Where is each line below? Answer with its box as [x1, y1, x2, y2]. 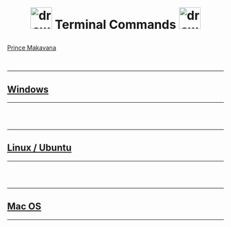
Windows [7, 83, 49, 95]
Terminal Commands [54, 17, 177, 32]
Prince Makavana [7, 43, 56, 52]
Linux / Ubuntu [7, 142, 72, 154]
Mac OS [7, 201, 42, 213]
